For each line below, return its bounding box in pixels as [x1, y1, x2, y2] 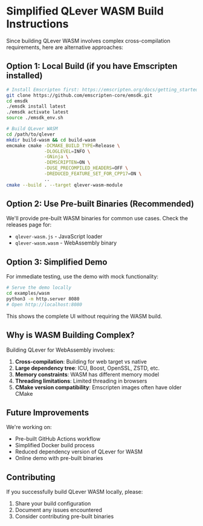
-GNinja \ [44, 154, 69, 160]
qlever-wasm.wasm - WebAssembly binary [14, 239, 117, 246]
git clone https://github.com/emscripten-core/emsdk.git [6, 92, 153, 98]
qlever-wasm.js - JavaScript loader [14, 233, 103, 240]
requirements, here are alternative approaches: [6, 44, 124, 51]
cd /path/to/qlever [6, 131, 56, 137]
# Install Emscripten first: [6, 87, 80, 93]
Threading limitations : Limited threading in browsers [14, 377, 147, 384]
